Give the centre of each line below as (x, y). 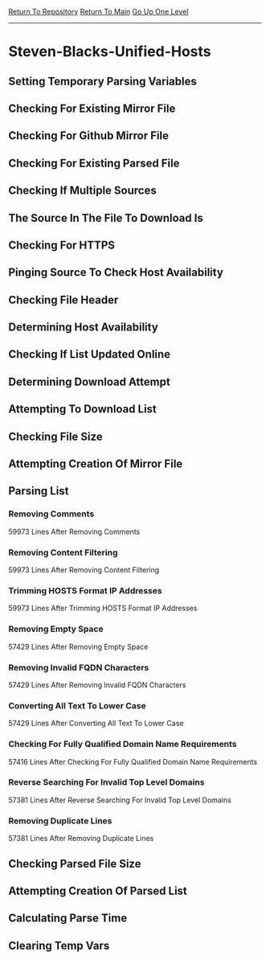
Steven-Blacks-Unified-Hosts (110, 52)
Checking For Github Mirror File (88, 136)
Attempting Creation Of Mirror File (96, 464)
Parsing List (39, 491)
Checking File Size (55, 436)
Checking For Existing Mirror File (92, 108)
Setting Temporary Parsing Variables (102, 81)
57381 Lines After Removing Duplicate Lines (81, 839)
